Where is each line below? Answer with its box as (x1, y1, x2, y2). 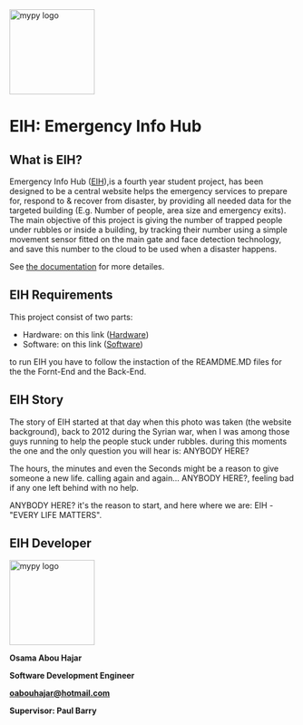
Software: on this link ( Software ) (22, 338, 143, 349)
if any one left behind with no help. (9, 482, 139, 493)
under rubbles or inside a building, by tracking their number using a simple (9, 224, 288, 235)
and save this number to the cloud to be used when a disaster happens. (9, 244, 278, 254)
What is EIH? (9, 152, 83, 167)
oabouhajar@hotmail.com (9, 688, 111, 699)
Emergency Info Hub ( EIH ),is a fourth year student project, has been (9, 176, 264, 187)
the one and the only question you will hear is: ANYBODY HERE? (9, 445, 249, 456)
